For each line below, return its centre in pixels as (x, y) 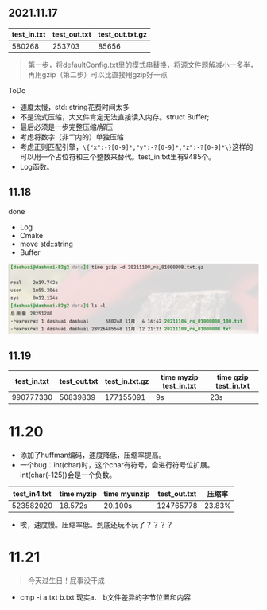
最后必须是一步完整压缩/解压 (66, 127)
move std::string (46, 244)
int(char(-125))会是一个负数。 (68, 475)
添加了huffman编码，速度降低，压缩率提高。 (93, 455)
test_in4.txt (32, 494)
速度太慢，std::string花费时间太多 (74, 108)
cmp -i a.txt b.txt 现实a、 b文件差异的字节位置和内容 (105, 597)
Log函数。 (37, 167)
